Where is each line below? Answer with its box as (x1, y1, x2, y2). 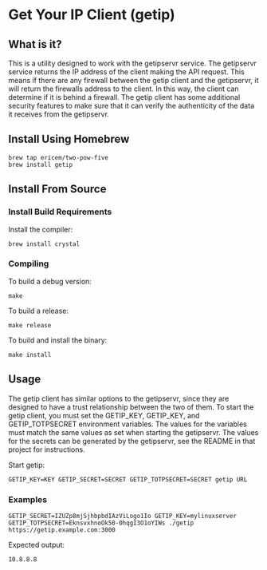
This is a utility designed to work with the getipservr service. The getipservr (8, 58, 257, 68)
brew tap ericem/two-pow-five (8, 153, 109, 161)
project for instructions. (8, 445, 85, 454)
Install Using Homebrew (8, 133, 130, 146)
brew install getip (8, 160, 73, 168)
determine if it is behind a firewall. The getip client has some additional (8, 93, 241, 101)
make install (8, 350, 52, 358)
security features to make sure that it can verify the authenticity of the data (8, 101, 255, 110)
